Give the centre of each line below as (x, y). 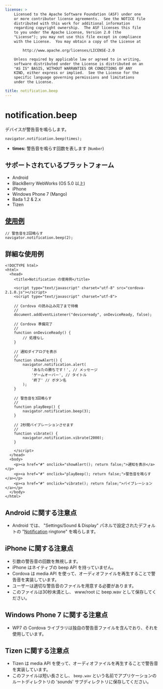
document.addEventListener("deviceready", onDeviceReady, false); (83, 315)
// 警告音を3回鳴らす (33, 398)
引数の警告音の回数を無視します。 (46, 561)
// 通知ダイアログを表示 (35, 352)
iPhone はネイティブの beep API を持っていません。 (64, 567)
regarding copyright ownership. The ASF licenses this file (77, 28)
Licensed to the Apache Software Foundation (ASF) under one (77, 14)
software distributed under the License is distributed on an (79, 64)
